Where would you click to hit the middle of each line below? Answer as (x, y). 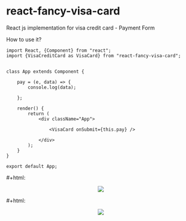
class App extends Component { (45, 71)
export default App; (32, 166)
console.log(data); (52, 87)
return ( (39, 114)
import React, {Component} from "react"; (59, 50)
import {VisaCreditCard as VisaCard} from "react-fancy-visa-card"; (94, 55)
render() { (31, 108)
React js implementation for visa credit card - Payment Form (80, 28)
